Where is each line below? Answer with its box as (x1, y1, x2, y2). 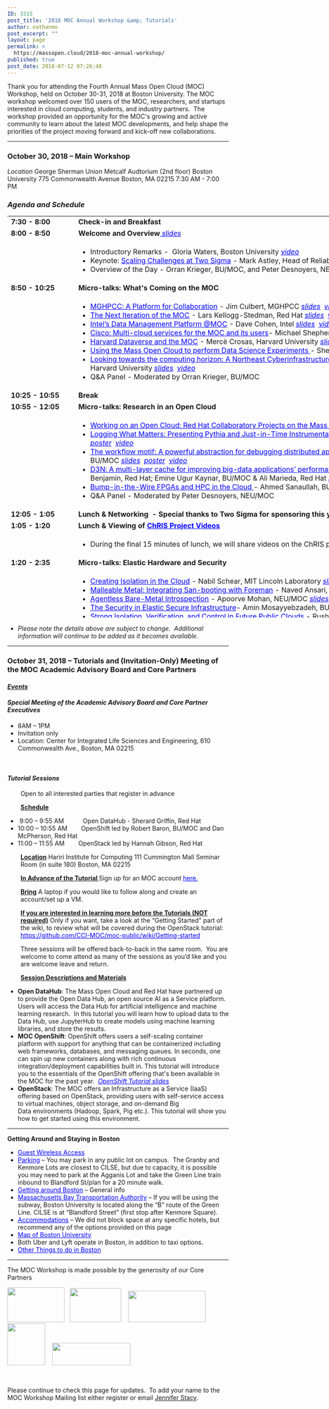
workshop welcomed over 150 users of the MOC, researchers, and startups (7, 97, 226, 106)
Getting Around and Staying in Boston (7, 1135, 120, 1143)
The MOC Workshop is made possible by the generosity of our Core (7, 1266, 205, 1274)
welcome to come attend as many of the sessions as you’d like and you (20, 952, 227, 961)
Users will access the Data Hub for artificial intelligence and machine (17, 1002, 217, 1011)
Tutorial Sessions (7, 774, 60, 782)
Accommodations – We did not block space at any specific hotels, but (17, 1216, 220, 1224)
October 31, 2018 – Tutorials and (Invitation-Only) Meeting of (7, 656, 219, 666)
